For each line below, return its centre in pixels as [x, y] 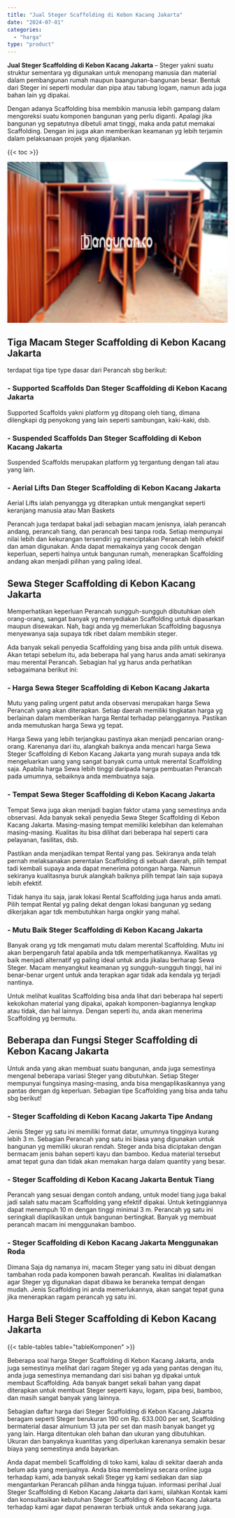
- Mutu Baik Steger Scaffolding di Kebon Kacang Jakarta [105, 930]
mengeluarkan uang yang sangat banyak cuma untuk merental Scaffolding [115, 761]
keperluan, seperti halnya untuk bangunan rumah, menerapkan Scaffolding [115, 554]
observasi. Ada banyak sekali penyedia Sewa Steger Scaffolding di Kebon [114, 817]
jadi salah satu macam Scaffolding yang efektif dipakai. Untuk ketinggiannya [117, 1202]
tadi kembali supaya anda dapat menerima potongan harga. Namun [104, 868]
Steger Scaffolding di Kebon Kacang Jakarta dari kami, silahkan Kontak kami [117, 1492]
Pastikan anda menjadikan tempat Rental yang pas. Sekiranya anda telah [112, 853]
